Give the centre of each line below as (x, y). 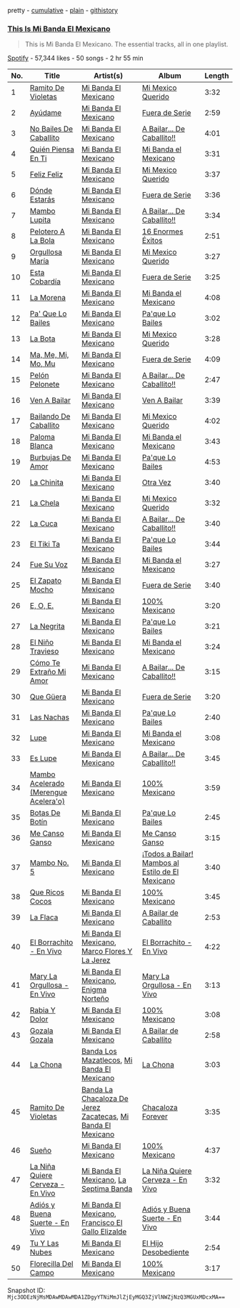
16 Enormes (162, 231)
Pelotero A (47, 231)
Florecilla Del (51, 1264)
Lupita (40, 220)
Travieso (44, 651)
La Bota (42, 339)
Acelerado (47, 784)
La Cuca (44, 524)
